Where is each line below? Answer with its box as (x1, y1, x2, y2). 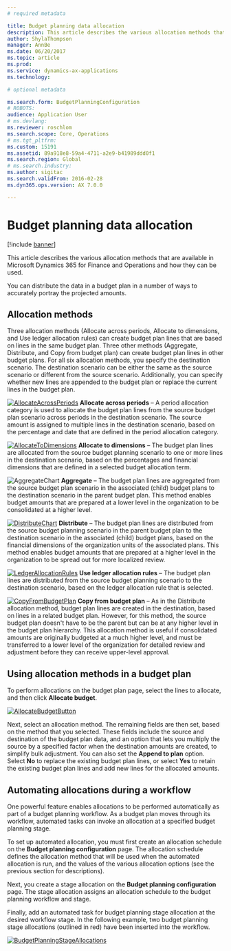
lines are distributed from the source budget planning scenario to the (7, 576, 203, 585)
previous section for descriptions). (7, 867, 104, 875)
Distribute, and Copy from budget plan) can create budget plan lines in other (7, 349, 224, 357)
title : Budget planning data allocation (7, 22, 125, 30)
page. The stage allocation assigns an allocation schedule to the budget (7, 888, 211, 895)
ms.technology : (7, 74, 51, 81)
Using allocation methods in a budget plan (7, 668, 192, 680)
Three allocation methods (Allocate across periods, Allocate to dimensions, (7, 327, 220, 335)
